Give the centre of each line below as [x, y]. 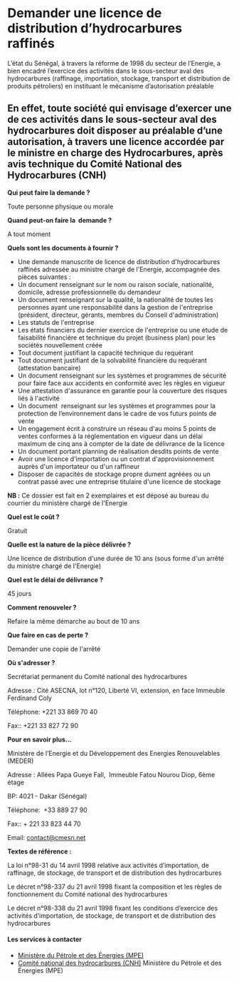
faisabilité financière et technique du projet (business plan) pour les [116, 338]
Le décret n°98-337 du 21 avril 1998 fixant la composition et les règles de [115, 886]
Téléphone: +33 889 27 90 [47, 810]
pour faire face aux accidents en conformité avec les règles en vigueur [121, 383]
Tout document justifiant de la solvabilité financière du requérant [112, 360]
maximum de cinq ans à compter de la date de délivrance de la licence [121, 443]
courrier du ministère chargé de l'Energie [68, 503]
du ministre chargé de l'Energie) [54, 566]
